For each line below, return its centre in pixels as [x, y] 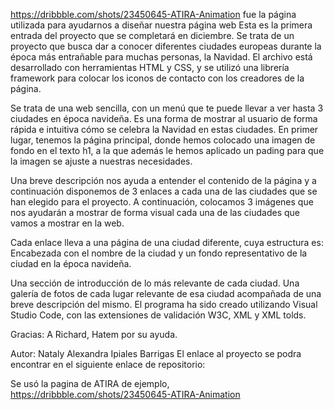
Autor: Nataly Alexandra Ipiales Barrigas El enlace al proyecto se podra [156, 353]
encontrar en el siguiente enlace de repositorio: [108, 364]
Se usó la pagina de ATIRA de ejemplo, [90, 383]
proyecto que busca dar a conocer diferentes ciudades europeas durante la [166, 46]
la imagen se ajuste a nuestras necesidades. [101, 161]
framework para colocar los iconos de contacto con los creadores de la [157, 78]
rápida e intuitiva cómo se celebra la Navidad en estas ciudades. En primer [164, 129]
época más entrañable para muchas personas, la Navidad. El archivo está [161, 57]
